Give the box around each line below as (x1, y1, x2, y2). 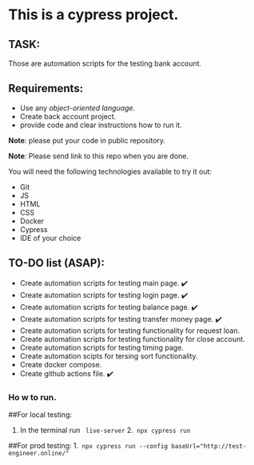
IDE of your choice (19, 233, 81, 243)
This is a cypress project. (8, 6, 179, 24)
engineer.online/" (8, 449, 69, 457)
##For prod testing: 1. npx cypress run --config (8, 440, 169, 450)
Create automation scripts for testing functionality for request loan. (19, 326, 240, 335)
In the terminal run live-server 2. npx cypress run (19, 425, 191, 435)
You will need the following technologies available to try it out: (8, 166, 212, 176)
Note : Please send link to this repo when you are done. (8, 150, 189, 161)
